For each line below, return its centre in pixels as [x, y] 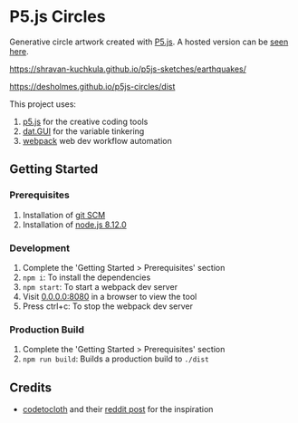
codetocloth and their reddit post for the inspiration [118, 409]
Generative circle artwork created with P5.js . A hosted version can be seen [149, 42]
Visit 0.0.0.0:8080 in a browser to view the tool [110, 296]
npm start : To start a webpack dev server [100, 286]
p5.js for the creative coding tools [85, 121]
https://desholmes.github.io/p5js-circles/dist [92, 86]
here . [19, 51]
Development [40, 248]
